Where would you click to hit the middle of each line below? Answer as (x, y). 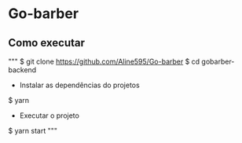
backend (22, 70)
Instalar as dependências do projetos (79, 85)
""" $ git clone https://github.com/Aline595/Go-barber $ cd (104, 61)
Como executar (46, 43)
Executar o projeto (49, 115)
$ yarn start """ (33, 131)
